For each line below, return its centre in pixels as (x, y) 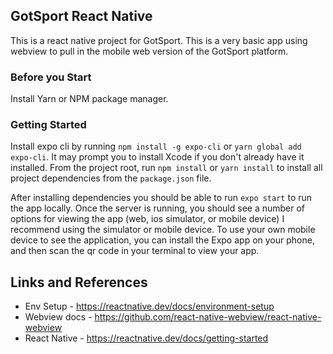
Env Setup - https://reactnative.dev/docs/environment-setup (149, 306)
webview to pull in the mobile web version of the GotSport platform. (149, 51)
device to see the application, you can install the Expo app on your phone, (162, 240)
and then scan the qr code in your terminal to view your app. (135, 251)
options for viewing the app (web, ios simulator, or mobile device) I (147, 219)
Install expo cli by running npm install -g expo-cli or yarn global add (156, 146)
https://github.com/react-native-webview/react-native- (208, 317)
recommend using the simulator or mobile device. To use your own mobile (163, 230)
